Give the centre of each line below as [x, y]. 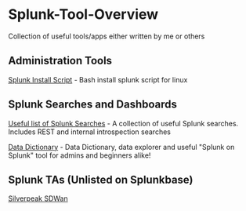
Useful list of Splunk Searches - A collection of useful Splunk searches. [123, 123]
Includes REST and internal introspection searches [89, 132]
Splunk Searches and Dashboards [93, 105]
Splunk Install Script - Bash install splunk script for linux [98, 79]
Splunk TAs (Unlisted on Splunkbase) [101, 179]
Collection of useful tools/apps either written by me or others [107, 36]
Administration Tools [60, 61]
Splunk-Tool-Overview [83, 15]
